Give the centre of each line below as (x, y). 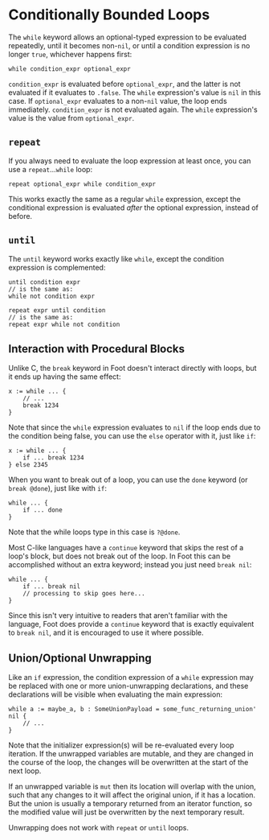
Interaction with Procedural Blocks (97, 349)
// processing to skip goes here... (84, 594)
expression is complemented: (57, 267)
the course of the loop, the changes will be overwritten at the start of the (128, 763)
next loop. (25, 771)
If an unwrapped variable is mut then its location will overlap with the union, (132, 787)
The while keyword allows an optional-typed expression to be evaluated (128, 37)
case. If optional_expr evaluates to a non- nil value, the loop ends (118, 101)
